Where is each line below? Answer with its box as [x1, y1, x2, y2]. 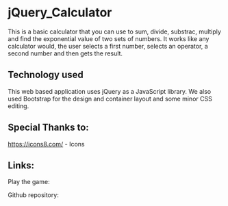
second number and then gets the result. [8, 49, 123, 57]
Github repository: [8, 191, 59, 199]
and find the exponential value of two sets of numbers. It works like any [8, 34, 210, 42]
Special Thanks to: [8, 122, 90, 133]
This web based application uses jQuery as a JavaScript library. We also [8, 87, 212, 95]
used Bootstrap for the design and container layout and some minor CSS [8, 94, 213, 103]
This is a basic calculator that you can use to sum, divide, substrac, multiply [8, 27, 222, 36]
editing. [8, 101, 29, 110]
